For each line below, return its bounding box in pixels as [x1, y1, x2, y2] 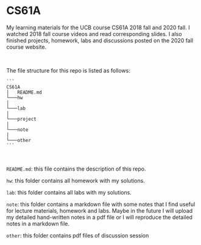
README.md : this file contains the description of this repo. [6, 165, 146, 172]
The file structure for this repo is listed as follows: [6, 66, 131, 74]
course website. [6, 43, 47, 51]
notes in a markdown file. [6, 220, 70, 227]
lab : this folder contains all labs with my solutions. [6, 188, 132, 196]
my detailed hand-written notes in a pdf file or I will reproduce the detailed [6, 213, 193, 221]
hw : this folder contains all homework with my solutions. [6, 177, 145, 184]
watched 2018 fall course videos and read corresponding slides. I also [6, 30, 182, 37]
